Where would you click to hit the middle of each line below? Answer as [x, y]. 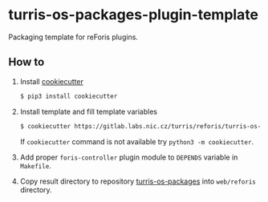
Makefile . [36, 165]
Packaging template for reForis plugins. [73, 37]
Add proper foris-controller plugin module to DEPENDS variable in [129, 157]
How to [26, 62]
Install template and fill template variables [89, 111]
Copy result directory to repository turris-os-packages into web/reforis [138, 181]
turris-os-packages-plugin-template [134, 15]
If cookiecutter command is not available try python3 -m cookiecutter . [137, 141]
